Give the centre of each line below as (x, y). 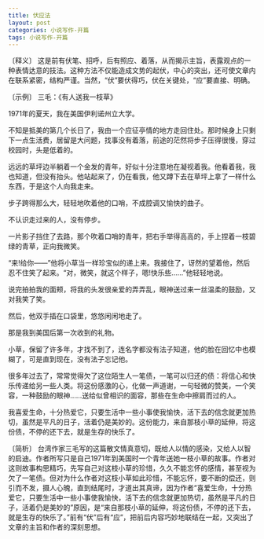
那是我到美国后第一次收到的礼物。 (63, 333)
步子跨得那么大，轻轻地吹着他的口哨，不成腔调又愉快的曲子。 (108, 203)
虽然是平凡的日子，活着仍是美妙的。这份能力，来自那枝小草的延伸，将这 (139, 422)
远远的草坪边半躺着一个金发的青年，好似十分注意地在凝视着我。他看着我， (128, 167)
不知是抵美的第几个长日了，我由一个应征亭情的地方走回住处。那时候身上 (125, 130)
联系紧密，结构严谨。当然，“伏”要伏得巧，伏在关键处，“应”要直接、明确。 (134, 80)
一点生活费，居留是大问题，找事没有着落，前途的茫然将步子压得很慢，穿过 (135, 140)
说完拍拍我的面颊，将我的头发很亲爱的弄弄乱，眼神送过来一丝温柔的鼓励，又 (132, 290)
